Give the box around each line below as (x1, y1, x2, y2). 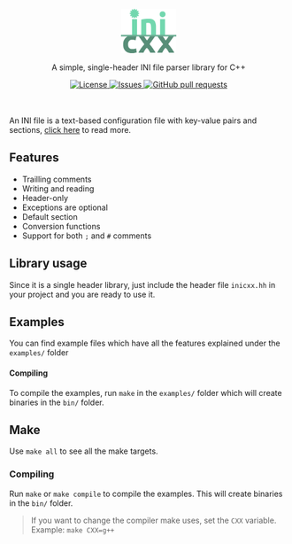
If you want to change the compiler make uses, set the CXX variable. (30, 515, 277, 525)
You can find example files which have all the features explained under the (9, 338, 280, 349)
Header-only (21, 192, 69, 203)
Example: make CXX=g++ (30, 524, 115, 535)
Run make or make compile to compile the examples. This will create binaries (9, 488, 283, 499)
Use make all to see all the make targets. (9, 446, 158, 456)
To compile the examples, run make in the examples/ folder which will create (9, 387, 282, 398)
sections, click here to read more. (9, 125, 131, 135)
